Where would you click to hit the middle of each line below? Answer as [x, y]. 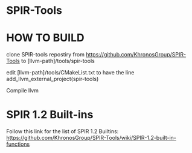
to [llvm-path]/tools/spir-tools [58, 61]
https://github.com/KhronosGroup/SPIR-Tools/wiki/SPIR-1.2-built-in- [91, 138]
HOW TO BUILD [45, 38]
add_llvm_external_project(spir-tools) [53, 79]
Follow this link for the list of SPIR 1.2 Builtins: [62, 131]
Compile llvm [23, 91]
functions [18, 144]
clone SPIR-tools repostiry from [45, 55]
